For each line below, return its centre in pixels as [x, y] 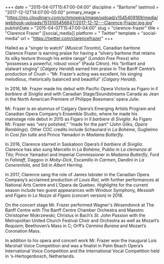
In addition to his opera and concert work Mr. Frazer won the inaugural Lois [81, 240]
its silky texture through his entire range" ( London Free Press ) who [72, 58]
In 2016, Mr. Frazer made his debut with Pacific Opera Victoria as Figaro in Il [82, 89]
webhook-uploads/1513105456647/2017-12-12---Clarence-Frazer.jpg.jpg [79, 23]
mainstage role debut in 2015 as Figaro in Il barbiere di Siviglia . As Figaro [79, 119]
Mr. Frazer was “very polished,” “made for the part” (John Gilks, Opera [76, 124]
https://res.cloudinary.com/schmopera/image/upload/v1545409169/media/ [82, 17]
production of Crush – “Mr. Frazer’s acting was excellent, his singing [74, 74]
